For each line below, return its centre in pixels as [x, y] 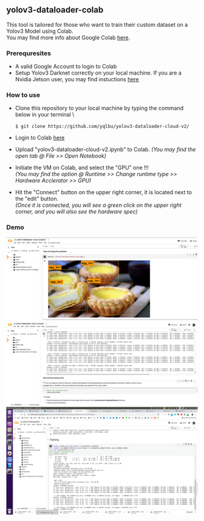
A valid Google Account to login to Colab [66, 67]
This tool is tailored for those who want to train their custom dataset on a [97, 24]
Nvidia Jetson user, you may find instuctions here [77, 79]
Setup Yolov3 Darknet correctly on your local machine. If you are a [98, 73]
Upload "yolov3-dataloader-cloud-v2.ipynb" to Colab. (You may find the [105, 150]
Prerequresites [29, 53]
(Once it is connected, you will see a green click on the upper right [98, 205]
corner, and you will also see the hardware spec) [76, 212]
